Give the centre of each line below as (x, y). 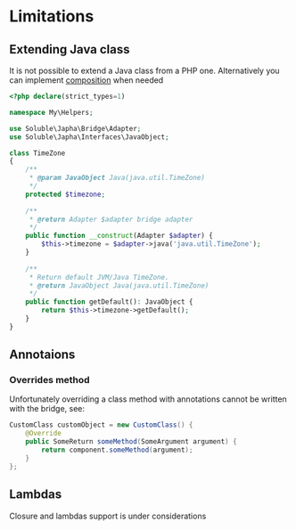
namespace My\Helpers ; (51, 112)
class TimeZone (37, 153)
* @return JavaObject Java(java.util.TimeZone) (119, 285)
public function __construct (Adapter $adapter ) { (119, 236)
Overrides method (50, 380)
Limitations (52, 16)
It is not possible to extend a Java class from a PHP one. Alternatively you (144, 70)
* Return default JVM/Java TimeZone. (99, 277)
